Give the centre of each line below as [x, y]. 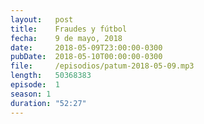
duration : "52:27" [48, 103]
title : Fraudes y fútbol [69, 29]
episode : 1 [35, 85]
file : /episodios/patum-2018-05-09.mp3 [102, 66]
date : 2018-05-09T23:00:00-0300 [86, 47]
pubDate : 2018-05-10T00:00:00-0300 [86, 57]
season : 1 [31, 94]
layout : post [42, 19]
